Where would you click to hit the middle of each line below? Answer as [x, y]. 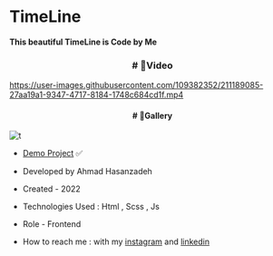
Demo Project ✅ [53, 153]
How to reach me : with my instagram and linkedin [116, 241]
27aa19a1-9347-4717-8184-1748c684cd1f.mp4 [97, 95]
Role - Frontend [52, 224]
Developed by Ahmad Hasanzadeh [87, 172]
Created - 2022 [52, 189]
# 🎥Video [152, 65]
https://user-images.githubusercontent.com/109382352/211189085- [136, 85]
